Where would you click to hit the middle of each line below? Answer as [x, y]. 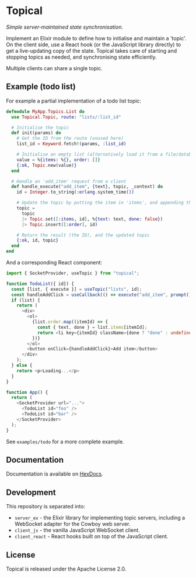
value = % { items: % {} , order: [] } [58, 160]
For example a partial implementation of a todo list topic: [74, 101]
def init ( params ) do [36, 133]
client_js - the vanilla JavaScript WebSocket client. [77, 530]
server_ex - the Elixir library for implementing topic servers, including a [100, 518]
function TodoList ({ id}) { [40, 284]
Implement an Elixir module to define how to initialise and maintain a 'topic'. [96, 38]
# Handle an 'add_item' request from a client [69, 181]
